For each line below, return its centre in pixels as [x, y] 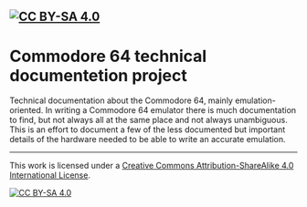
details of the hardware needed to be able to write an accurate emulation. [148, 140]
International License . [50, 175]
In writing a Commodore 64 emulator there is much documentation [171, 110]
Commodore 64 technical [108, 56]
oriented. [26, 110]
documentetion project [98, 75]
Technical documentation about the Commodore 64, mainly [121, 100]
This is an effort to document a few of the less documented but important [148, 129]
